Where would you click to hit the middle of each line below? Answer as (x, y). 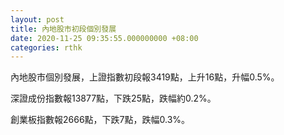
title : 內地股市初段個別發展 (63, 29)
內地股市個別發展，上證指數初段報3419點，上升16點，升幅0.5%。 (145, 77)
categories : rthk (46, 47)
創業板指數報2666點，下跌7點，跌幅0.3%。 (100, 120)
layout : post (37, 19)
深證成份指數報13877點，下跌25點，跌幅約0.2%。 (113, 98)
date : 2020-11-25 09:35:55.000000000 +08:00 (104, 38)
